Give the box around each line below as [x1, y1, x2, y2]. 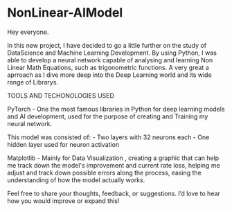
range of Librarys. [7, 78, 59, 86]
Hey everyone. [7, 28, 49, 36]
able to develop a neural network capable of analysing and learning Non [7, 55, 213, 64]
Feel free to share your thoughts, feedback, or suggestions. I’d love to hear [7, 189, 220, 197]
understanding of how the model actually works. [7, 175, 145, 184]
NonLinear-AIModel [7, 5, 123, 21]
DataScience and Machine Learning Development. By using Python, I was [7, 48, 217, 57]
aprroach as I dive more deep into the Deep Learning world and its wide [7, 71, 213, 79]
